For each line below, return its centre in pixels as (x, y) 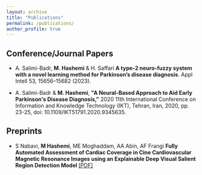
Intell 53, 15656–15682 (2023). (53, 81)
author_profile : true (34, 29)
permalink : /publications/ (40, 23)
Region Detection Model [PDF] (54, 165)
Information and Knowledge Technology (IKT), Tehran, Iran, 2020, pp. (102, 106)
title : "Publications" (35, 18)
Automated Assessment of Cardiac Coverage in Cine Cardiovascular (103, 152)
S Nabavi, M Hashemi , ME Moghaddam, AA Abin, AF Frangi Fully (96, 146)
